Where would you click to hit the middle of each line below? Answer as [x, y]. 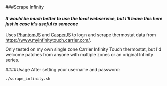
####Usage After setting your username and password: [63, 70]
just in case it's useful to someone [42, 24]
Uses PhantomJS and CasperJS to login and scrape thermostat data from [81, 35]
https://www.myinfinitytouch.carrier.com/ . [48, 40]
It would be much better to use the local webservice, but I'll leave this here [84, 18]
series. [12, 60]
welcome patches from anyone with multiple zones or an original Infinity [80, 55]
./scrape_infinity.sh [28, 79]
